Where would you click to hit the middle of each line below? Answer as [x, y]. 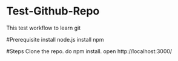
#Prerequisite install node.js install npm [55, 39]
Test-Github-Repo [53, 11]
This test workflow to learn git [44, 28]
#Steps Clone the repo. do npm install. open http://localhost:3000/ [89, 51]
